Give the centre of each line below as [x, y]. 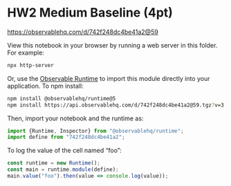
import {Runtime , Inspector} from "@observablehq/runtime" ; [96, 131]
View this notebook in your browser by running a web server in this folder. [112, 45]
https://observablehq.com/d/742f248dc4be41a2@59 [83, 32]
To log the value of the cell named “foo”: [65, 151]
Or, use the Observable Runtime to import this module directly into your [109, 78]
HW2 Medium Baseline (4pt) [90, 13]
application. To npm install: [46, 86]
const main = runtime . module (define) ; [63, 170]
